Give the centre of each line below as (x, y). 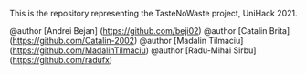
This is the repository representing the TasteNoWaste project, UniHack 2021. (153, 13)
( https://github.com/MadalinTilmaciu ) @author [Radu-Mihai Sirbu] (133, 50)
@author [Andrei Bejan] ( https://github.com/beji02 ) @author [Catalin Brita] (150, 31)
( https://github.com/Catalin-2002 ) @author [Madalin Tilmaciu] (127, 41)
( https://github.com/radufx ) (61, 60)
